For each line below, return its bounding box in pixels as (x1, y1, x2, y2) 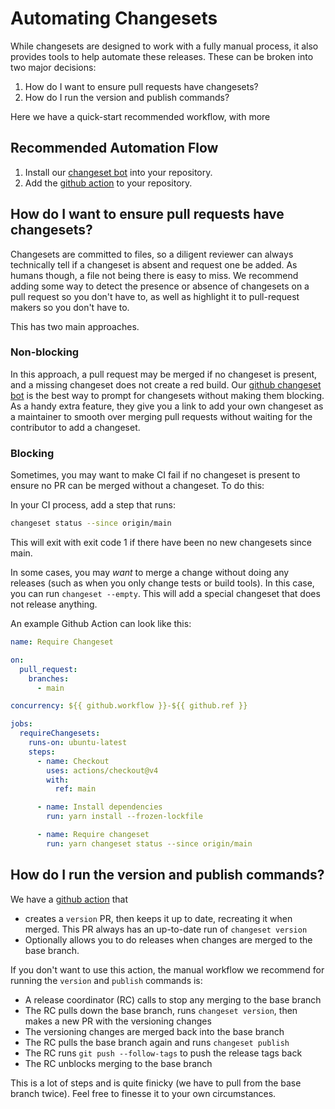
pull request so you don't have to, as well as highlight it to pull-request (10, 290, 300, 302)
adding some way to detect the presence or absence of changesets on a (10, 280, 310, 292)
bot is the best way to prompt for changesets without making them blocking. (10, 389, 325, 401)
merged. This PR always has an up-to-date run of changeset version (24, 923, 308, 935)
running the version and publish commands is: (10, 974, 203, 986)
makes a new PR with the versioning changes (24, 1015, 212, 1027)
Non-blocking (10, 345, 80, 359)
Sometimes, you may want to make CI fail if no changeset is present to (10, 469, 301, 481)
